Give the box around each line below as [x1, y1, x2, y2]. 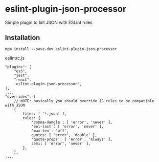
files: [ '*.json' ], [23, 111, 67, 116]
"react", [14, 77, 32, 82]
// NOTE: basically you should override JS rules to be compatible [14, 98, 154, 103]
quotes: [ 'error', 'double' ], [31, 132, 97, 137]
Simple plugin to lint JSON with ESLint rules [5, 19, 93, 25]
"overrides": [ [5, 94, 36, 99]
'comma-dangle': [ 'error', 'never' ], [31, 120, 113, 125]
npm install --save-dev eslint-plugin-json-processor [5, 46, 117, 52]
